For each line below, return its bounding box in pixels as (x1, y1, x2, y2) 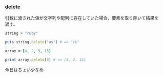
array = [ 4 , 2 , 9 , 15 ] (5, 49, 51, 54)
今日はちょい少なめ (5, 67, 44, 73)
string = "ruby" (5, 31, 38, 36)
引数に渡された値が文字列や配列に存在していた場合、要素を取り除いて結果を (5, 15, 159, 21)
